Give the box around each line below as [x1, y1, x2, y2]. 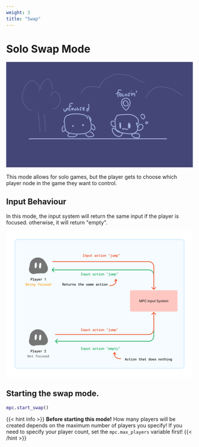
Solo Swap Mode [6, 42, 91, 56]
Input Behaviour [6, 196, 67, 207]
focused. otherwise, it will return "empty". [6, 218, 108, 226]
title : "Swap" [6, 15, 41, 22]
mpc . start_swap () [6, 405, 49, 411]
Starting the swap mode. [6, 388, 99, 398]
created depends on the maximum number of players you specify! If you [6, 422, 182, 429]
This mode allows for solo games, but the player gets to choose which [6, 173, 178, 180]
